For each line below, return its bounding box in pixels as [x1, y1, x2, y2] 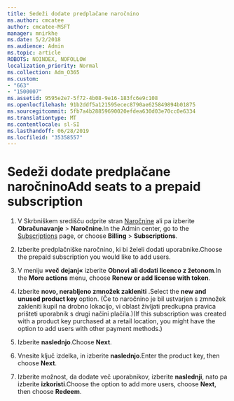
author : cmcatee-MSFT [7, 23, 71, 30]
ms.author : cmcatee [7, 17, 64, 24]
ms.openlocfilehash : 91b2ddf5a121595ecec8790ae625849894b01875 [7, 101, 196, 108]
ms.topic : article [7, 50, 61, 57]
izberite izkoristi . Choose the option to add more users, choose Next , [17, 380, 216, 388]
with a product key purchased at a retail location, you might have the [17, 317, 216, 325]
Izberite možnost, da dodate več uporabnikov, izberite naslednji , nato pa [17, 372, 228, 381]
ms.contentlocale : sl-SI [7, 120, 80, 128]
